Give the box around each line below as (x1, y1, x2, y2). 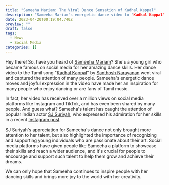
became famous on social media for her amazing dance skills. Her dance (5, 64, 156, 70)
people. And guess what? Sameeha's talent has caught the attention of (5, 106, 152, 112)
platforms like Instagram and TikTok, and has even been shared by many (5, 100, 155, 106)
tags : (5, 31, 17, 36)
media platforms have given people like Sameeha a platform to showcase (5, 142, 157, 149)
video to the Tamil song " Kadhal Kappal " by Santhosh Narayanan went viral (5, 69, 161, 76)
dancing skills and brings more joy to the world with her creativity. (5, 173, 142, 179)
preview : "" (5, 21, 30, 27)
